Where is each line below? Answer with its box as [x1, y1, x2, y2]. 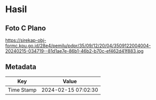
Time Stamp [8, 86, 37, 93]
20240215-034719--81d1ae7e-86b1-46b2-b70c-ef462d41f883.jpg [5, 48, 144, 54]
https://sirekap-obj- [5, 37, 47, 43]
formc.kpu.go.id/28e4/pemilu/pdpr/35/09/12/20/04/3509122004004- [5, 43, 151, 49]
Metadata [5, 62, 36, 72]
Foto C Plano [5, 24, 46, 32]
